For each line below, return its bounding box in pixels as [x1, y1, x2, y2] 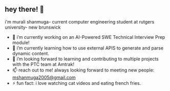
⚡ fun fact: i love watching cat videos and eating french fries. [12, 80, 141, 86]
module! [12, 39, 30, 45]
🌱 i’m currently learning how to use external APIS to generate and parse [12, 44, 164, 51]
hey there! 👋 [5, 5, 45, 14]
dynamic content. [12, 50, 50, 56]
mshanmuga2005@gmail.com [12, 74, 76, 80]
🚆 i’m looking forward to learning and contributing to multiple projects [12, 56, 159, 62]
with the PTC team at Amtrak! [12, 61, 75, 67]
